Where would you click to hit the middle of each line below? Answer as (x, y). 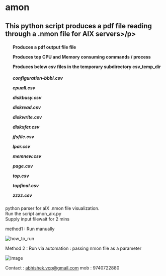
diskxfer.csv (26, 127)
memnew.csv (27, 156)
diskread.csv (27, 107)
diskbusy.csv (27, 98)
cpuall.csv (24, 88)
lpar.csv (21, 147)
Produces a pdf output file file (44, 47)
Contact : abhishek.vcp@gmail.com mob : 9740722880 (62, 268)
